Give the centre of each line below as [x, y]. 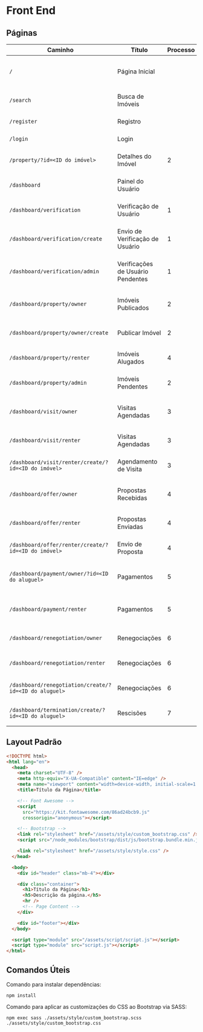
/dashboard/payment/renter [48, 609]
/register [23, 122]
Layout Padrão [34, 742]
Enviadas [130, 527]
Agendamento [137, 461]
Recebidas [132, 498]
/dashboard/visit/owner [43, 412]
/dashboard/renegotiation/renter [57, 663]
